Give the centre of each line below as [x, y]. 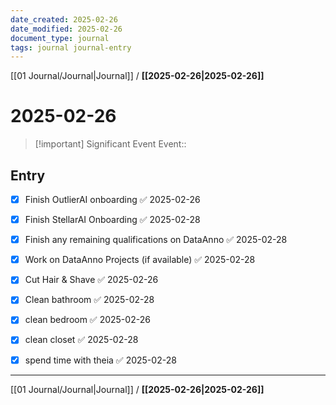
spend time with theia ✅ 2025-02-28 [100, 360]
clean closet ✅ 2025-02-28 [81, 340]
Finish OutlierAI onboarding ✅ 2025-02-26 [112, 199]
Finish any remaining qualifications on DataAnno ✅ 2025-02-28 [156, 240]
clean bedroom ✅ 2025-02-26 [87, 320]
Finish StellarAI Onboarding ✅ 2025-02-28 [112, 220]
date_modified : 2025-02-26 [66, 29]
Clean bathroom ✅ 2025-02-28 [89, 300]
